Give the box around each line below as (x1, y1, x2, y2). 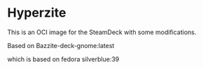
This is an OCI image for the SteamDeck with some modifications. (7, 28, 197, 36)
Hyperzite (7, 5, 66, 21)
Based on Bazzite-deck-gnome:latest (7, 41, 115, 49)
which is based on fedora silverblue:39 (7, 54, 120, 63)
